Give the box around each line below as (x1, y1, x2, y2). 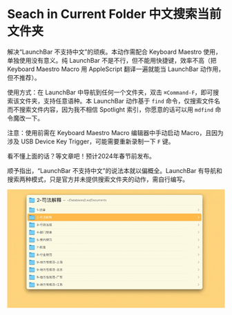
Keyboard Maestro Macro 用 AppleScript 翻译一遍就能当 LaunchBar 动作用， (7, 65, 225, 73)
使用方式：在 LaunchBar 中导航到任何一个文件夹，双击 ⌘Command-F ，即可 (7, 88, 213, 96)
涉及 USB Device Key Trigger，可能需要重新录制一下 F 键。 (7, 137, 175, 145)
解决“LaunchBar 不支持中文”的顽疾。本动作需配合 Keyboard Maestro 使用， (7, 48, 222, 56)
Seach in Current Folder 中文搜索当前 (7, 6, 222, 22)
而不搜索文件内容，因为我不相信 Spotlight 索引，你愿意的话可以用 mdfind (7, 105, 214, 114)
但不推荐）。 (7, 73, 41, 81)
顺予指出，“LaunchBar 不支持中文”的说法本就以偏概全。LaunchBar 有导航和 (7, 166, 222, 174)
